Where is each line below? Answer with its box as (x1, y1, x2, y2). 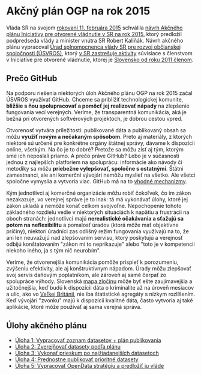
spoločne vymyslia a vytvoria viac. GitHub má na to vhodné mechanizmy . (6, 177, 187, 184)
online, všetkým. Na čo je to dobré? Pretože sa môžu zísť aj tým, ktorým (6, 145, 184, 153)
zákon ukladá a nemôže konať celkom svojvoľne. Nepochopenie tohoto (6, 202, 182, 209)
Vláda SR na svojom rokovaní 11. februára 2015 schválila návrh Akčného (6, 24, 183, 31)
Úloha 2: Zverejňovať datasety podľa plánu (14, 343, 121, 350)
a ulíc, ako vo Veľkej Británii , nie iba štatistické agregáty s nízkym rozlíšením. (6, 290, 196, 297)
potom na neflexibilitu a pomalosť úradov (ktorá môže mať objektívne (6, 221, 179, 228)
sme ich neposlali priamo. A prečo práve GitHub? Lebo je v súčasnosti (6, 152, 179, 159)
